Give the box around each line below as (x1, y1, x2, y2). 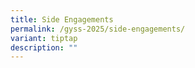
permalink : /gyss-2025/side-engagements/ (10, 24, 186, 34)
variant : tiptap (10, 33, 78, 43)
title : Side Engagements (10, 14, 114, 25)
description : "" (10, 42, 78, 53)
